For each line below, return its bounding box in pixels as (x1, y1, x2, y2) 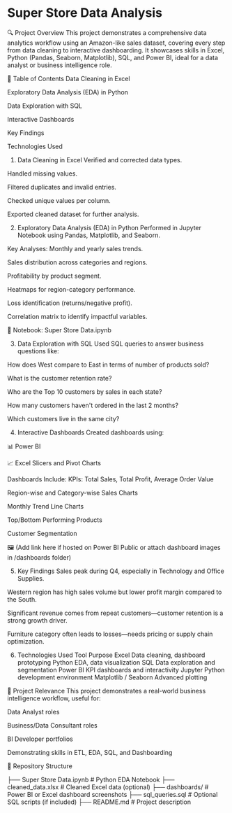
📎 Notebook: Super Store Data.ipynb (7, 325, 111, 334)
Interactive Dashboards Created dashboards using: (17, 428, 164, 437)
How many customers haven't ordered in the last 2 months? (7, 401, 179, 409)
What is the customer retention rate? (7, 374, 112, 382)
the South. (7, 595, 37, 603)
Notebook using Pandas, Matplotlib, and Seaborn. (17, 231, 160, 239)
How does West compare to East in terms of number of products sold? (7, 360, 210, 369)
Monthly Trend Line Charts (7, 502, 84, 510)
